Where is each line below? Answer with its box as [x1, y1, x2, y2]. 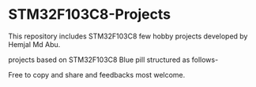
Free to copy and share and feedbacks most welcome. [8, 70, 186, 79]
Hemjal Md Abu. [8, 39, 61, 49]
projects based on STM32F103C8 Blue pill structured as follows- [8, 55, 219, 64]
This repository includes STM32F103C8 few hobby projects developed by [8, 31, 248, 41]
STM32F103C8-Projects [8, 5, 171, 24]
